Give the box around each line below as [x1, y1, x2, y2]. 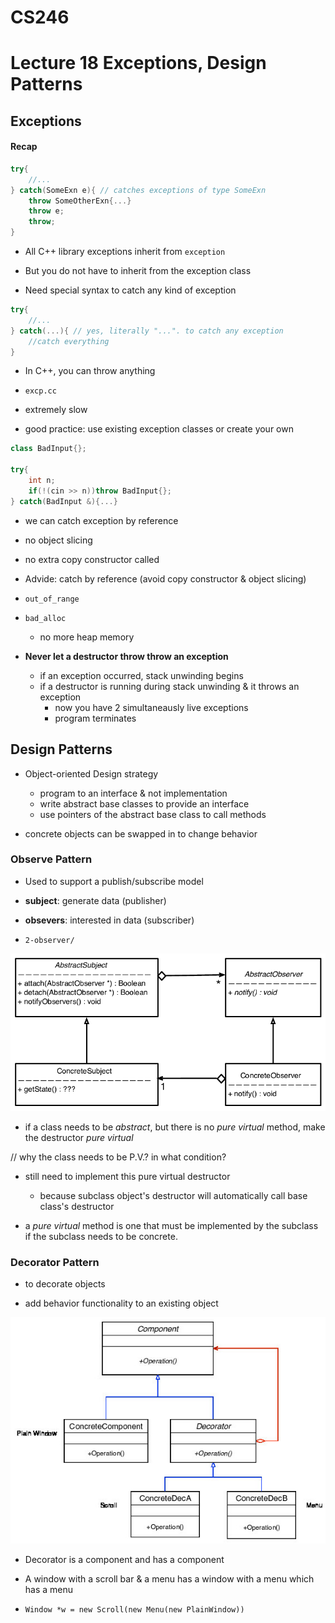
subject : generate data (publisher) [24, 894, 167, 906]
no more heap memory [39, 631, 135, 643]
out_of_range [24, 594, 80, 604]
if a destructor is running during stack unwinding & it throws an [39, 680, 300, 692]
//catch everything [28, 336, 110, 346]
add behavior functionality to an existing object [24, 1297, 219, 1310]
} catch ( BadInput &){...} [10, 496, 118, 506]
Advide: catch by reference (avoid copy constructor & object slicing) [24, 572, 307, 585]
